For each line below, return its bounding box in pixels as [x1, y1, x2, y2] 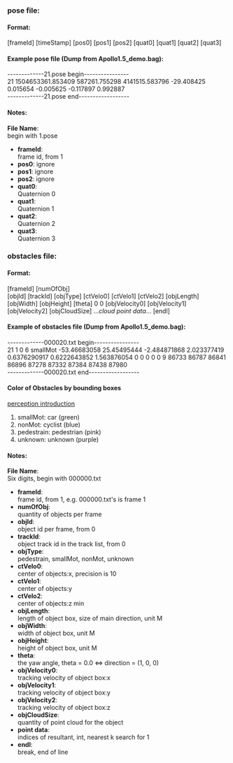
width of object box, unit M [17, 629, 96, 638]
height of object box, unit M [17, 644, 97, 653]
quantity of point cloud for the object [17, 718, 124, 727]
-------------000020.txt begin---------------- [7, 338, 140, 346]
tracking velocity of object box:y [17, 688, 111, 697]
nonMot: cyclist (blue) [17, 420, 80, 429]
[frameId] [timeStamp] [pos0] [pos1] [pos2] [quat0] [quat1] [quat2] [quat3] [7, 38, 222, 47]
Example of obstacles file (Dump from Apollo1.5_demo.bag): [7, 322, 186, 331]
